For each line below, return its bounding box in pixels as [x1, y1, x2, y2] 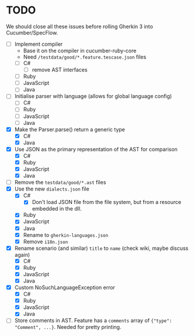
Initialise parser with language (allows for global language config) [14, 93, 172, 100]
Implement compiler [14, 40, 63, 47]
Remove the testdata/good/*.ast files [14, 179, 106, 186]
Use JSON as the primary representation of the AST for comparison [14, 145, 178, 152]
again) [14, 251, 30, 258]
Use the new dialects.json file [14, 185, 89, 192]
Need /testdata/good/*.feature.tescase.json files [23, 53, 147, 60]
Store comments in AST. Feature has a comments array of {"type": [14, 317, 172, 324]
